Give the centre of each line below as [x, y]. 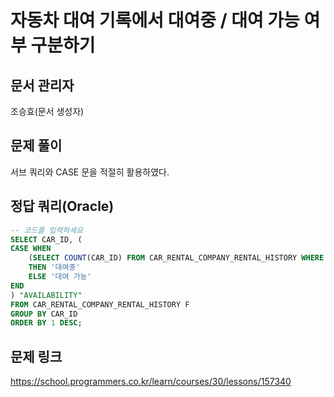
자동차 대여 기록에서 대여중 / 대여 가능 [155, 20]
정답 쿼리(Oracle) [62, 206]
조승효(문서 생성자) [47, 111]
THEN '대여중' [54, 267]
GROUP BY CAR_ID [44, 314]
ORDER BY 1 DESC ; [46, 323]
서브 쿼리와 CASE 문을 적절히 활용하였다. [90, 172]
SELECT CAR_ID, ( [46, 239]
